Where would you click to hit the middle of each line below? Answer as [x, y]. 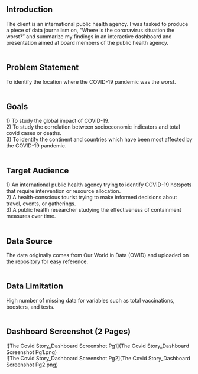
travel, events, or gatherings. [41, 204]
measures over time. [31, 216]
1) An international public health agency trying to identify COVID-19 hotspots [99, 185]
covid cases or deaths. [34, 133]
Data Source [29, 241]
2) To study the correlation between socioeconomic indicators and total [93, 127]
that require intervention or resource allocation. [64, 191]
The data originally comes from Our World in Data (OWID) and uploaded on [98, 255]
